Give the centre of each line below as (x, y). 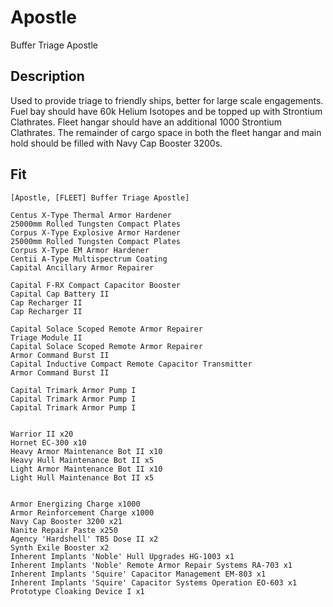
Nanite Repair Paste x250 (64, 530)
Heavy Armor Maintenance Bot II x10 (86, 451)
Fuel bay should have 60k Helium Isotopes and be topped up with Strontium (166, 111)
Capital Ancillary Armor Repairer (82, 267)
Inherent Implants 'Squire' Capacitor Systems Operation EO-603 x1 (154, 582)
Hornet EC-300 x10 (48, 442)
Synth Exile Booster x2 (60, 547)
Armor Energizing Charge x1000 (75, 504)
